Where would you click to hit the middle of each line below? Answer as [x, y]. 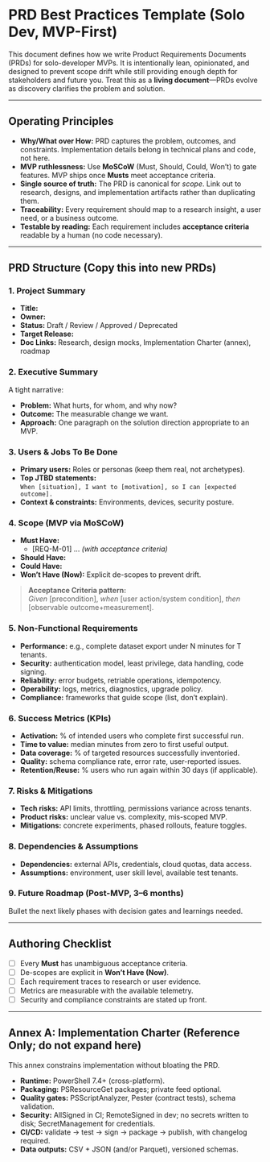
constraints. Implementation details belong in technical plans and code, [138, 149]
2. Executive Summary [53, 372]
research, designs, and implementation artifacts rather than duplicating [137, 192]
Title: [29, 309]
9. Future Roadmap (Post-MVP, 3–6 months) [96, 894]
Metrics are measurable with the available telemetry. [107, 990]
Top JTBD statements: [58, 478]
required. [35, 1140]
